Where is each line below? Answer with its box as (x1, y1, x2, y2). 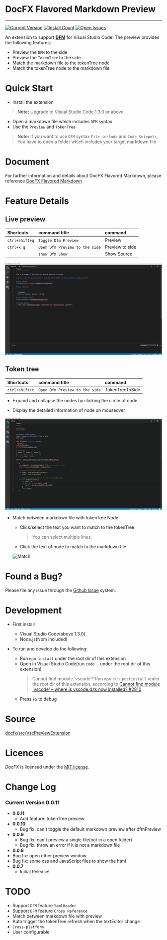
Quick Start (5, 83, 53, 94)
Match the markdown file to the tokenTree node (12, 60, 110, 66)
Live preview (5, 215, 46, 224)
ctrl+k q (7, 245, 26, 250)
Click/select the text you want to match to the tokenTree (19, 524, 135, 530)
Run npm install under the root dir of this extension (19, 655, 126, 661)
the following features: (5, 39, 51, 45)
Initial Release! (19, 869, 50, 875)
